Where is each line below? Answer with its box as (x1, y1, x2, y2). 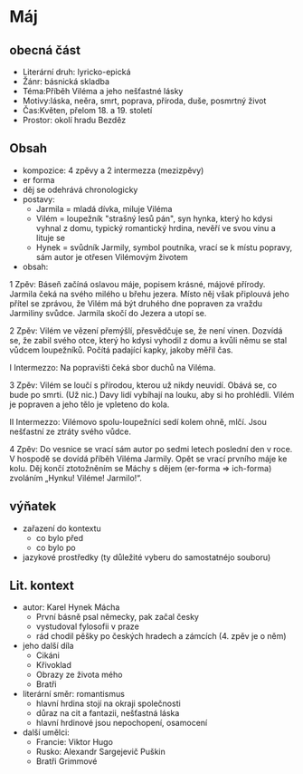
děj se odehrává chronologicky (22, 184, 138, 195)
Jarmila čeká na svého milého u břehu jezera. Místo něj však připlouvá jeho (9, 288, 289, 299)
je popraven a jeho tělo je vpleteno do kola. (9, 399, 170, 410)
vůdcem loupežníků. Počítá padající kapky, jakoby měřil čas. (9, 344, 233, 355)
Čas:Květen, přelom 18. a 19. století (22, 105, 153, 115)
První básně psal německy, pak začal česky (35, 612, 199, 623)
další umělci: (22, 727, 70, 738)
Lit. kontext (9, 578, 75, 594)
